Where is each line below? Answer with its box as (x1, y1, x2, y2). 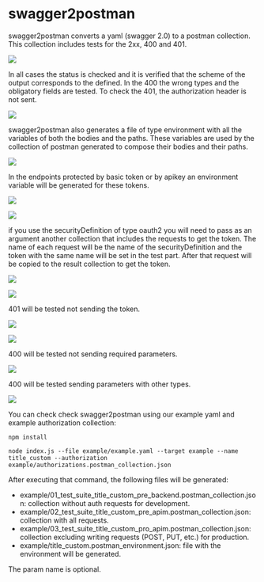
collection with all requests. (19, 515, 109, 525)
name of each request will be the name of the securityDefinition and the (8, 242, 243, 252)
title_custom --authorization (8, 454, 108, 462)
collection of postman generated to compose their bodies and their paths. (8, 142, 249, 151)
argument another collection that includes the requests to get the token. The (8, 234, 257, 243)
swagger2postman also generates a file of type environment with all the (8, 124, 243, 135)
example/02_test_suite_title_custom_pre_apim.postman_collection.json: (19, 507, 251, 516)
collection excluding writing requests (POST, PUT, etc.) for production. (19, 532, 250, 542)
